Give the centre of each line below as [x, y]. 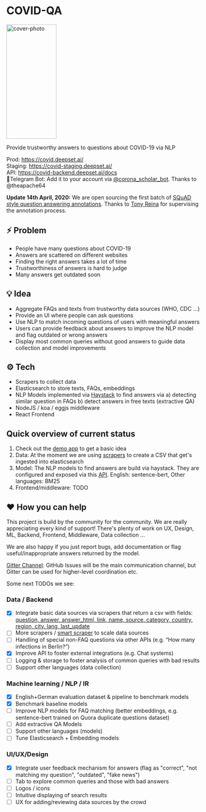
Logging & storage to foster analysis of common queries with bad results [107, 660]
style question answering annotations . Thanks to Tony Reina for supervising [102, 204]
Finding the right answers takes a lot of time [71, 261]
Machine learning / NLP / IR [48, 684]
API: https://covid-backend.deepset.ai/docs [62, 172]
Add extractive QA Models [49, 724]
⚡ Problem [26, 231]
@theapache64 [26, 185]
